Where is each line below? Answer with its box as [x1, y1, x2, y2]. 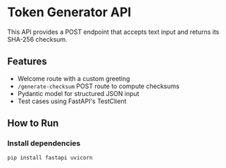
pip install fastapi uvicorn [7, 155, 93, 162]
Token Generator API [7, 4, 132, 20]
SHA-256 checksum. [7, 35, 68, 43]
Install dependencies [7, 138, 81, 148]
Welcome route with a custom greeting [17, 74, 130, 83]
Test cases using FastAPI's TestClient [17, 97, 127, 105]
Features [7, 56, 47, 68]
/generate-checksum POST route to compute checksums [17, 82, 180, 90]
